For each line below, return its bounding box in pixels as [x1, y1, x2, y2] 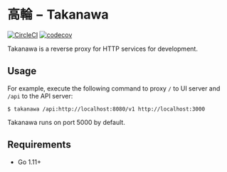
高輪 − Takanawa [7, 6, 109, 23]
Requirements [7, 138, 71, 151]
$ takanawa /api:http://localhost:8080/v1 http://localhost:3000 [7, 105, 205, 113]
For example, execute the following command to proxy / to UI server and [7, 84, 221, 93]
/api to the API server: [7, 91, 73, 100]
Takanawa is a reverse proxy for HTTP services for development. [7, 44, 198, 53]
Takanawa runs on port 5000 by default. [7, 118, 126, 126]
